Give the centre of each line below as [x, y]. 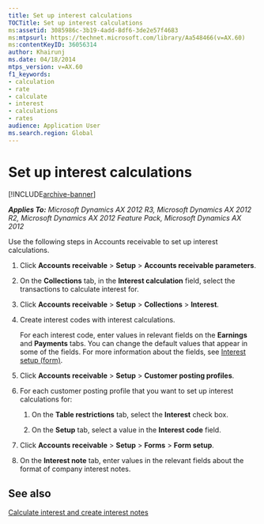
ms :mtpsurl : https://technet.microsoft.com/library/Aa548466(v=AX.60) [127, 38]
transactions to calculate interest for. [79, 288]
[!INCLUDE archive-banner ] [52, 194]
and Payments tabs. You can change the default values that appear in [134, 343]
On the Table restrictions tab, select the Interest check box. [130, 414]
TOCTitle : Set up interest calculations [76, 23]
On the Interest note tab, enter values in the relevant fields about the [132, 460]
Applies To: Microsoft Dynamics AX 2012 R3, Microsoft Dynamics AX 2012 [130, 209]
